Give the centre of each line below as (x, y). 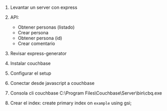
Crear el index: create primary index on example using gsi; (71, 103)
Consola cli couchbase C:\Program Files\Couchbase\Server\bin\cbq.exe (86, 93)
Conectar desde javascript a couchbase (52, 83)
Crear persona (33, 32)
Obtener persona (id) (40, 38)
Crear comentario (36, 43)
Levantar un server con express (44, 7)
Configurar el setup (30, 73)
